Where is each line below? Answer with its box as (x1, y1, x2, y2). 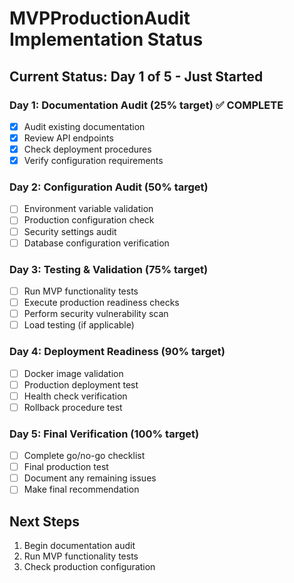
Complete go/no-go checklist (23, 450, 146, 462)
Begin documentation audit (23, 540, 136, 552)
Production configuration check (23, 214, 155, 226)
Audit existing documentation (23, 120, 146, 132)
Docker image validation (23, 367, 124, 379)
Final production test (23, 461, 109, 473)
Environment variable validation (23, 203, 154, 215)
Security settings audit (23, 225, 117, 237)
